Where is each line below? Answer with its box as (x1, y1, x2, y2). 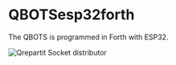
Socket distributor (47, 47, 107, 57)
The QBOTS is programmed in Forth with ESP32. (8, 32, 169, 42)
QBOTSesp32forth (8, 6, 135, 24)
